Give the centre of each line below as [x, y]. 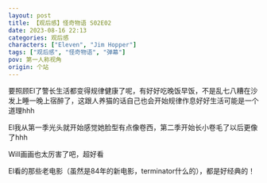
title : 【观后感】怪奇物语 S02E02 [60, 23]
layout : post [30, 15]
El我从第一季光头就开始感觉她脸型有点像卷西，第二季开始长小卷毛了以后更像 [133, 127]
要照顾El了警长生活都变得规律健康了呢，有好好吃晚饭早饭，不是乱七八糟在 [130, 90]
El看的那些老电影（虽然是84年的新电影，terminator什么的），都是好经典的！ [132, 170]
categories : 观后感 [39, 38]
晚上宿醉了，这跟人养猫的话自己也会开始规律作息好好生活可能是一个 [147, 101]
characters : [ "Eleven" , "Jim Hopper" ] [72, 45]
